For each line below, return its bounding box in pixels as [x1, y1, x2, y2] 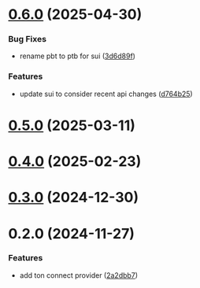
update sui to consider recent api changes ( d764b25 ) [19, 89, 193, 98]
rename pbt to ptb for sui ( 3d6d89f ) [19, 51, 136, 61]
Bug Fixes [8, 34, 47, 45]
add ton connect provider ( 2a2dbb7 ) [19, 270, 139, 280]
